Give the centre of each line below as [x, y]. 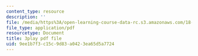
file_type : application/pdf [41, 28]
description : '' [26, 17]
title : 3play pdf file [34, 38]
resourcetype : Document [35, 33]
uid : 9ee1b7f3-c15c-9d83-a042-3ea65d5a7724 [60, 44]
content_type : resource [35, 11]
